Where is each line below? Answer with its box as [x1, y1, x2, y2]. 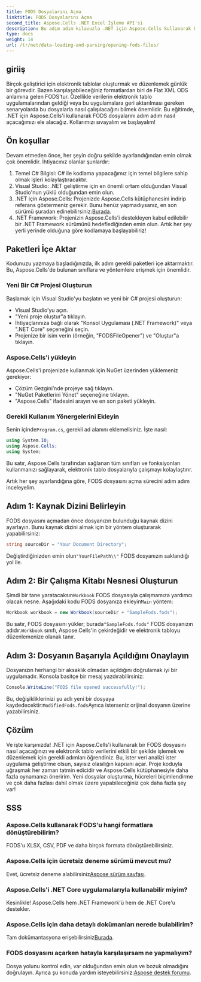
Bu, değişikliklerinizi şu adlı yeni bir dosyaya [6, 695, 115, 702]
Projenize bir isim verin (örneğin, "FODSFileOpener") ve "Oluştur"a [14, 332, 179, 339]
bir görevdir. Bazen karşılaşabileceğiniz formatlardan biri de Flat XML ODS [6, 86, 188, 93]
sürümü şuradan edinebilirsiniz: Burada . [14, 208, 112, 215]
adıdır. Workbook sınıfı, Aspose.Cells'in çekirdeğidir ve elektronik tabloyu [6, 627, 181, 634]
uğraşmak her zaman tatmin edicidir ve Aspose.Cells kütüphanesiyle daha [6, 767, 188, 774]
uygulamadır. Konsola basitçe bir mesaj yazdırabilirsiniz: [6, 673, 144, 680]
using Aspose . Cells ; [6, 443, 58, 449]
